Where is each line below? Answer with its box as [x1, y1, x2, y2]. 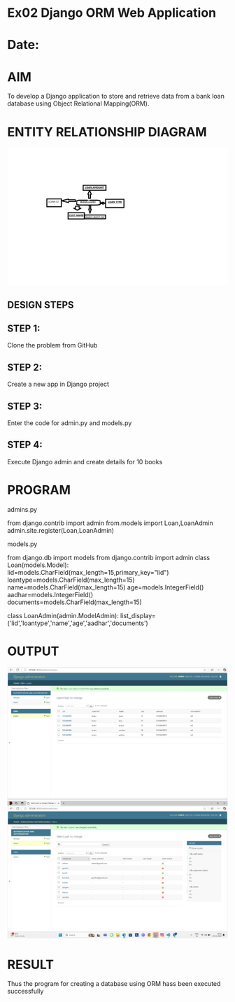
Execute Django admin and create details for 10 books [7, 457, 163, 466]
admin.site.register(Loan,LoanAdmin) [7, 526, 114, 534]
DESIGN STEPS [7, 299, 75, 310]
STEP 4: [7, 439, 43, 451]
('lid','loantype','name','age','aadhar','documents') [7, 619, 148, 627]
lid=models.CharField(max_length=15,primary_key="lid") [7, 568, 169, 576]
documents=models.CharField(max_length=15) [7, 598, 142, 606]
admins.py [7, 505, 37, 513]
